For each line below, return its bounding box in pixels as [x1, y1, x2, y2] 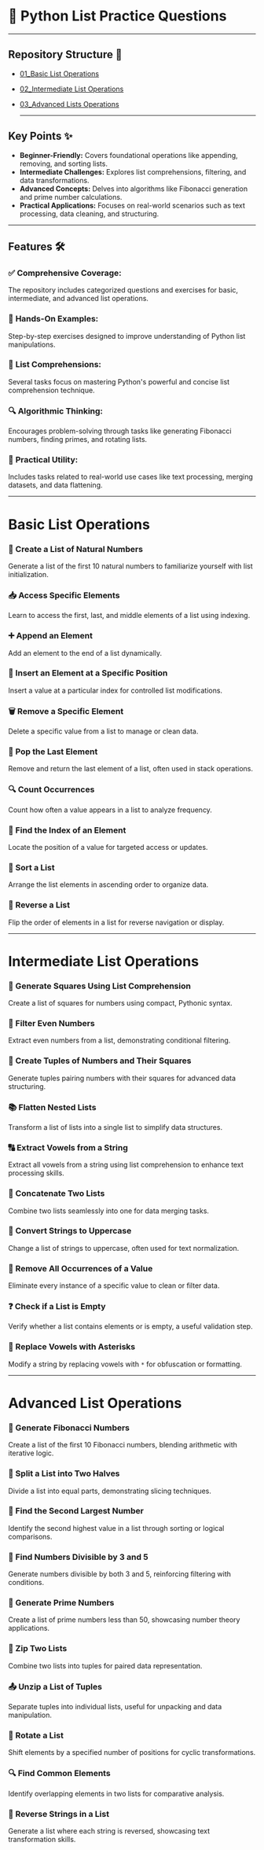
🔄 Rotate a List [8, 1730, 64, 1741]
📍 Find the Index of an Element [8, 825, 126, 836]
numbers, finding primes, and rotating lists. [8, 435, 148, 444]
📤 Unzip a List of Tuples [8, 1681, 102, 1692]
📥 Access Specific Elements [8, 590, 120, 601]
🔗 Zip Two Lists [8, 1643, 68, 1654]
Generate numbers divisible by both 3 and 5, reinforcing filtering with [8, 1569, 232, 1579]
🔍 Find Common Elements [8, 1768, 112, 1779]
